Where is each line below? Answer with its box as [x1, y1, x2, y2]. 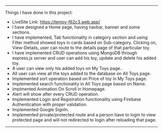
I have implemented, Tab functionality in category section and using [12, 34, 148, 40]
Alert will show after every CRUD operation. [12, 91, 99, 97]
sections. [12, 30, 31, 35]
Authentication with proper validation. [12, 101, 87, 107]
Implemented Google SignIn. [12, 107, 69, 112]
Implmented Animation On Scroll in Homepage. [12, 86, 106, 92]
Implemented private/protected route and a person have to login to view [12, 112, 156, 117]
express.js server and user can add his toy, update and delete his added [12, 55, 157, 61]
